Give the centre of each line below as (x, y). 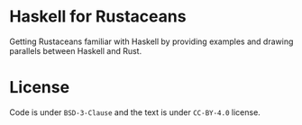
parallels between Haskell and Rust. (76, 50)
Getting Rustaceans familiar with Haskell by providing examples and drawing (151, 41)
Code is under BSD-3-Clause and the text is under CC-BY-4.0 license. (135, 112)
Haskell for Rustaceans (98, 17)
